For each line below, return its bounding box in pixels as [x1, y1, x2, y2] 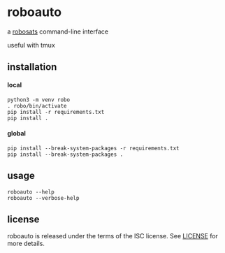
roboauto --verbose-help [7, 194, 80, 201]
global [7, 129, 27, 138]
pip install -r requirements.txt [7, 108, 105, 115]
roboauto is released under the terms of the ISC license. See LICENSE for [7, 232, 219, 240]
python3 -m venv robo [7, 96, 71, 103]
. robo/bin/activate [7, 102, 68, 109]
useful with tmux [7, 41, 56, 49]
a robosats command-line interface [7, 27, 109, 36]
